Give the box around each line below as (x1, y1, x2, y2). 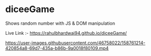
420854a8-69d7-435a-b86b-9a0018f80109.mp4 (5, 45, 109, 51)
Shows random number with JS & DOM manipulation (5, 20, 115, 26)
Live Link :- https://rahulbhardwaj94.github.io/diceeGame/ (5, 30, 127, 36)
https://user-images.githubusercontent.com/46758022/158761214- (5, 39, 146, 46)
